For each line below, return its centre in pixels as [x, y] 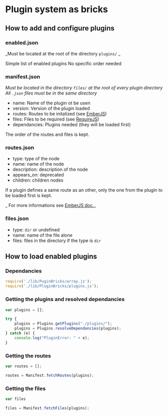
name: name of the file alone [42, 235]
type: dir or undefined [36, 229]
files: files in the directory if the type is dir [57, 241]
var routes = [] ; [24, 366]
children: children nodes [38, 180]
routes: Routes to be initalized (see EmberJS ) [60, 114]
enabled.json [22, 43]
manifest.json [23, 76]
